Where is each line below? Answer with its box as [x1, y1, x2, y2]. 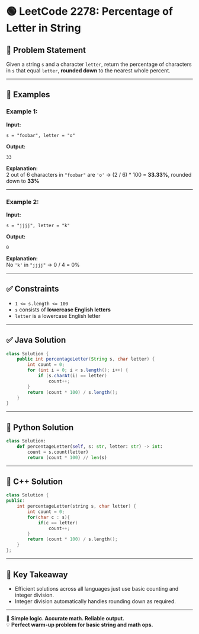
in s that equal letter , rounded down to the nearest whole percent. [6, 67, 171, 74]
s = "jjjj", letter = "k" [6, 222, 70, 228]
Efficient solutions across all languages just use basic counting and [14, 585, 179, 592]
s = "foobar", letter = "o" [6, 132, 76, 138]
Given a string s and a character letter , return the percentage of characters [6, 60, 192, 68]
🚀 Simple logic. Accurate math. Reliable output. [6, 614, 125, 622]
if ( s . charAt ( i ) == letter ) [37, 373, 108, 379]
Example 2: [6, 197, 39, 206]
